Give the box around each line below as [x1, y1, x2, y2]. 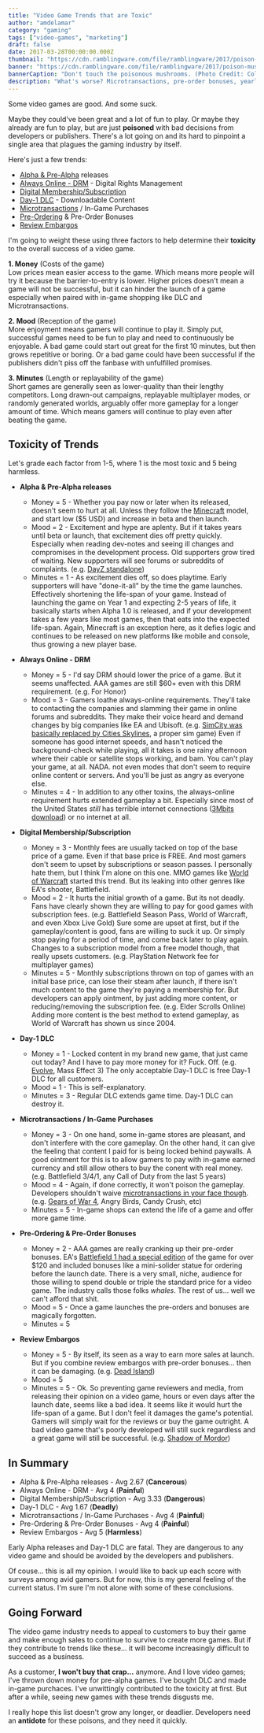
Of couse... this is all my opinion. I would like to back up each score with [8, 1566, 241, 1576]
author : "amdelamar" [8, 19, 76, 27]
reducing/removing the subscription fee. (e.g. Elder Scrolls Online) [31, 1002, 246, 1012]
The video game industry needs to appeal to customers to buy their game [8, 1627, 247, 1636]
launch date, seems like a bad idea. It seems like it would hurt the [31, 1400, 243, 1409]
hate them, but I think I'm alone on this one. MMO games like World [31, 868, 249, 878]
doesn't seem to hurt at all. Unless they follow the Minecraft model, [31, 505, 249, 516]
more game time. [31, 1213, 86, 1223]
